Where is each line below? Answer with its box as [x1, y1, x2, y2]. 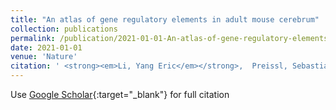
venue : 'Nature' [10, 52, 78, 62]
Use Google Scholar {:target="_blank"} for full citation [10, 89, 230, 100]
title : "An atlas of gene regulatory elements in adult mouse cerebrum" [10, 14, 320, 25]
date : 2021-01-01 [10, 42, 83, 53]
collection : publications [10, 24, 118, 34]
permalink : [10, 33, 56, 43]
